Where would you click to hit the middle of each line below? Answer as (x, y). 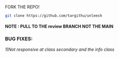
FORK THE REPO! (22, 7)
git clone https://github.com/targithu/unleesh (54, 16)
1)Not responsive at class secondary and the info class (60, 49)
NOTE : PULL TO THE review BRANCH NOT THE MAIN (59, 26)
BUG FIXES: (19, 39)
